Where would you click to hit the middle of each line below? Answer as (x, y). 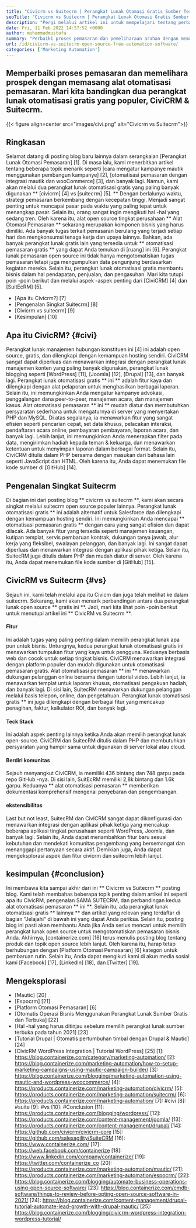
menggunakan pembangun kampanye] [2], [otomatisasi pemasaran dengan (97, 175)
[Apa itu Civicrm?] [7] (40, 298)
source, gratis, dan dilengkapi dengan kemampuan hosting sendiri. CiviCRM (97, 356)
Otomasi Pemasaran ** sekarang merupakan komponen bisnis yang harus (95, 225)
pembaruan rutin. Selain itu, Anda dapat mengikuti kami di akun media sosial (98, 957)
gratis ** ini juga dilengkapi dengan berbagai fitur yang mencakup (85, 702)
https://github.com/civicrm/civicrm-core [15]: (69, 1132)
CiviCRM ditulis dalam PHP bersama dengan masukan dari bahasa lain (90, 455)
